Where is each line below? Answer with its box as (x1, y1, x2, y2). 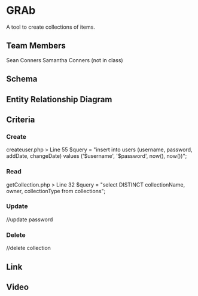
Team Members (6, 41, 66, 51)
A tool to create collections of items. (6, 23, 96, 30)
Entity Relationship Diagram (6, 94, 112, 105)
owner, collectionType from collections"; (6, 187, 106, 194)
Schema (6, 74, 38, 84)
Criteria (6, 114, 35, 124)
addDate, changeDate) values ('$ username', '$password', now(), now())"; (6, 152, 187, 160)
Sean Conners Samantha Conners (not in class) (6, 56, 124, 63)
